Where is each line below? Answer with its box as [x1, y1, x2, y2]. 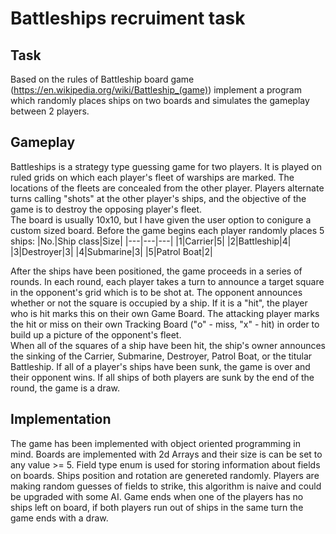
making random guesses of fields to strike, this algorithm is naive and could [10, 480, 322, 492]
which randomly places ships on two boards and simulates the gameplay [10, 95, 310, 106]
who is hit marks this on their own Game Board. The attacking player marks [10, 307, 320, 319]
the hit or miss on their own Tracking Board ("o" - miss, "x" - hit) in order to [10, 318, 320, 330]
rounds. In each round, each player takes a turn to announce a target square [10, 275, 325, 287]
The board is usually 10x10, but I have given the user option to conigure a [10, 213, 312, 226]
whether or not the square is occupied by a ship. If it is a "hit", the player [10, 297, 308, 309]
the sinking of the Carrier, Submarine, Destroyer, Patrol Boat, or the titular [10, 350, 313, 362]
